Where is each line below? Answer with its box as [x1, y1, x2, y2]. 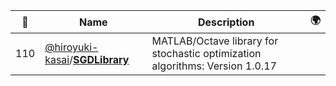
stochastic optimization [151, 47, 262, 60]
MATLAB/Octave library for [151, 34, 279, 48]
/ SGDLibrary [69, 53, 130, 66]
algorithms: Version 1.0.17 [151, 59, 277, 73]
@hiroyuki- [44, 40, 99, 54]
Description [197, 15, 255, 29]
